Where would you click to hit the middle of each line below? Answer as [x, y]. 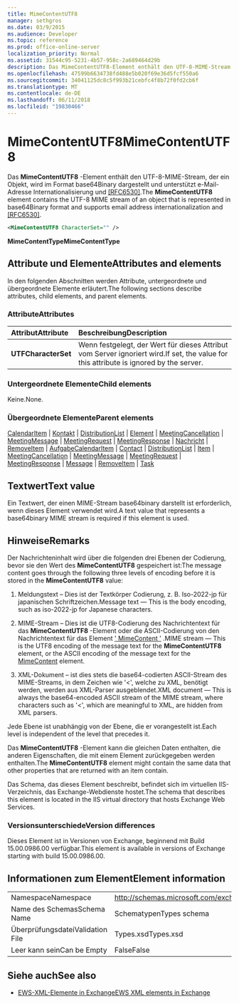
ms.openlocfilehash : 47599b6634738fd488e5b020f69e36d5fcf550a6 [103, 73]
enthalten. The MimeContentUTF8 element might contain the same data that [119, 763]
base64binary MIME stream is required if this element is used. [99, 518]
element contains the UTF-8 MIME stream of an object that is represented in [119, 199]
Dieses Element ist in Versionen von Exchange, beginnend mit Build [106, 841]
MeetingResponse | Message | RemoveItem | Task [81, 464]
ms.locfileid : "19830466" [46, 107]
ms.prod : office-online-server [54, 47]
